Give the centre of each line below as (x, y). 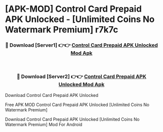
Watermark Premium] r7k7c (62, 30)
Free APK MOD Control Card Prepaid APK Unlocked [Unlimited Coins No (77, 104)
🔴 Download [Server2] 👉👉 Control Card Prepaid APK (81, 76)
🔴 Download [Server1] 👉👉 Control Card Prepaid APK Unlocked (81, 45)
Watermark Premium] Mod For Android (44, 124)
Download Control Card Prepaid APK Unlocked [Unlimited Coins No (72, 119)
